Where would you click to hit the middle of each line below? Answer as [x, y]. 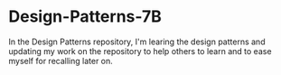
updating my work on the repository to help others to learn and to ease [140, 51]
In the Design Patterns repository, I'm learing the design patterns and [137, 42]
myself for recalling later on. [61, 61]
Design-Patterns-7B [85, 17]
